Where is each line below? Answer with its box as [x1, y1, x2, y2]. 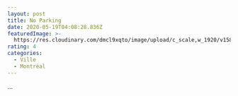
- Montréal [13, 63, 46, 70]
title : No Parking [7, 17, 62, 24]
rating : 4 [7, 43, 37, 50]
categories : [7, 50, 42, 57]
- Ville [13, 56, 37, 64]
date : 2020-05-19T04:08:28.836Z [7, 23, 103, 30]
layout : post [7, 10, 46, 18]
